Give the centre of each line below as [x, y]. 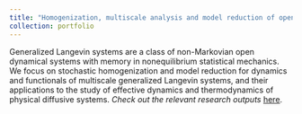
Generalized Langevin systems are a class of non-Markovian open [132, 51]
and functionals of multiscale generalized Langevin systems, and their [139, 80]
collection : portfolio [52, 26]
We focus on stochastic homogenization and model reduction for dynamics [148, 70]
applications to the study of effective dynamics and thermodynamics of [142, 90]
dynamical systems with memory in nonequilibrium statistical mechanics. [145, 61]
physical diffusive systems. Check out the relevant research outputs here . [146, 99]
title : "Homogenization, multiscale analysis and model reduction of [142, 18]
